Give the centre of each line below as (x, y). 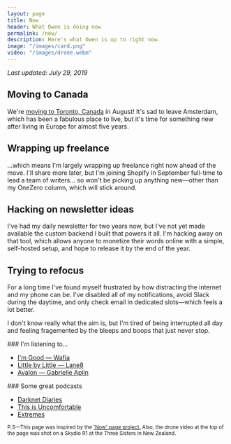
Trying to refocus (46, 270)
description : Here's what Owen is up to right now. (84, 40)
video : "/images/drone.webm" (50, 53)
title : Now (23, 20)
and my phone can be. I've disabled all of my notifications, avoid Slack (109, 295)
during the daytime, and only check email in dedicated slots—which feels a (115, 302)
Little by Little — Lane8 (50, 365)
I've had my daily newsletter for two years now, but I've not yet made (106, 226)
